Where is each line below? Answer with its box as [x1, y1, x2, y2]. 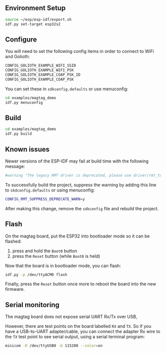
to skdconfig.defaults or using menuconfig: [5, 187, 95, 193]
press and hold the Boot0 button [12, 248, 78, 254]
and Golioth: [5, 54, 30, 60]
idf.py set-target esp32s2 [5, 22, 61, 27]
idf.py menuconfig [5, 100, 43, 105]
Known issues [5, 145, 50, 154]
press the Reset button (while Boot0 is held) [12, 253, 100, 259]
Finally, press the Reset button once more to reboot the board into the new [5, 281, 157, 287]
